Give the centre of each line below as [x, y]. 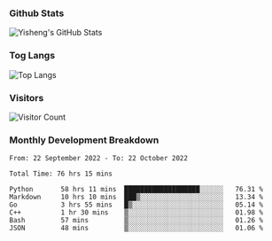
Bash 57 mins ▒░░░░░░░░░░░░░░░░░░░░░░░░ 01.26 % [136, 221]
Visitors [27, 97]
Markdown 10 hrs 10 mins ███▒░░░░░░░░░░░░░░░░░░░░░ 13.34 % [136, 198]
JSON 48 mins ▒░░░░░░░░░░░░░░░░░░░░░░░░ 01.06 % [136, 229]
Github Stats [37, 13]
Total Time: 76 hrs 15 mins [61, 174]
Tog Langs [32, 56]
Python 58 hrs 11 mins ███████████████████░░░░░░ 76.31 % [136, 190]
